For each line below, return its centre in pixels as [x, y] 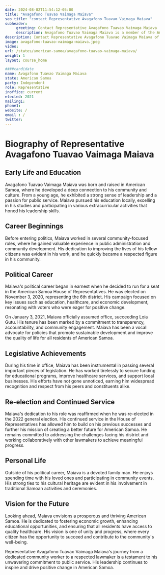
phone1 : [13, 106]
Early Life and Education [43, 172]
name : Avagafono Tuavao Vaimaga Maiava [46, 74]
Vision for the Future [37, 504]
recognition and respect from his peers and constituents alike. [68, 386]
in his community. [23, 259]
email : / [15, 115]
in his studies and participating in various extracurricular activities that [76, 205]
